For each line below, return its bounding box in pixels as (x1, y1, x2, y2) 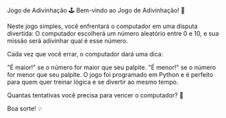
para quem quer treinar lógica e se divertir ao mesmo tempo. (7, 78, 179, 86)
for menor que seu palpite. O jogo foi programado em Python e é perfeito (7, 71, 214, 78)
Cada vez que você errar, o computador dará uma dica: (7, 50, 164, 58)
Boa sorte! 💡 (7, 104, 42, 113)
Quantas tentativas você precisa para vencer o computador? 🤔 (7, 91, 184, 99)
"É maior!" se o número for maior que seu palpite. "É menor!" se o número (7, 63, 216, 71)
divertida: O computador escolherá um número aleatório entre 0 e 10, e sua (7, 29, 219, 37)
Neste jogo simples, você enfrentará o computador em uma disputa (7, 22, 198, 30)
